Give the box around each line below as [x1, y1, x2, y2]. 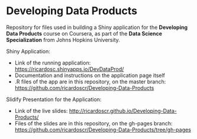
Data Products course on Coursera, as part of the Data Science [6, 30, 163, 37]
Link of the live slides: [14, 107, 68, 114]
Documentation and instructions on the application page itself [14, 72, 166, 79]
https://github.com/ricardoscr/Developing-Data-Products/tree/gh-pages [14, 126, 191, 133]
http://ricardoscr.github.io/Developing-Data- [69, 107, 177, 114]
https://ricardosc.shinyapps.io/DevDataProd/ [14, 65, 124, 72]
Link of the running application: [14, 59, 91, 66]
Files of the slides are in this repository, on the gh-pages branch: [14, 119, 173, 127]
